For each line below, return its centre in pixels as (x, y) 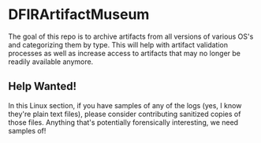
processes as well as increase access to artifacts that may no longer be (124, 53)
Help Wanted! (43, 87)
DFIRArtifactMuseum (79, 15)
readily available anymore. (51, 62)
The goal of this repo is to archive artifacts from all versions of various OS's (131, 36)
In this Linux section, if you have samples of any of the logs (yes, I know (125, 105)
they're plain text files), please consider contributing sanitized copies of (125, 114)
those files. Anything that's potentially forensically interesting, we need (123, 122)
